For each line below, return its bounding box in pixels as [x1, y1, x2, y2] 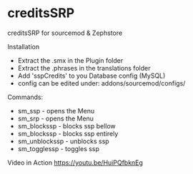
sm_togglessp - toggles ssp [17, 144, 100, 153]
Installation [7, 42, 40, 51]
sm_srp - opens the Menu [17, 114, 94, 123]
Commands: [7, 93, 44, 101]
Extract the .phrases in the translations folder [17, 63, 151, 72]
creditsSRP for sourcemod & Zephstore [7, 29, 123, 37]
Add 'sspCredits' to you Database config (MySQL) [17, 71, 166, 80]
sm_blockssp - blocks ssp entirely [17, 129, 119, 138]
